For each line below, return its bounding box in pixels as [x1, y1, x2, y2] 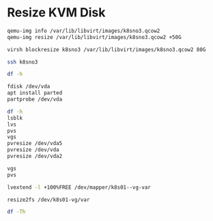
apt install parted [7, 90, 63, 96]
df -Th [7, 209, 26, 216]
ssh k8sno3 [7, 58, 38, 66]
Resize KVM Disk [7, 5, 106, 21]
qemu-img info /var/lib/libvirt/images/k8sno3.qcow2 [7, 27, 160, 34]
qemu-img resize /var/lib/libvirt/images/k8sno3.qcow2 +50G [7, 34, 182, 40]
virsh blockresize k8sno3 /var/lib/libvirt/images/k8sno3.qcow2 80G [7, 46, 206, 53]
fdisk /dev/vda [7, 83, 51, 90]
